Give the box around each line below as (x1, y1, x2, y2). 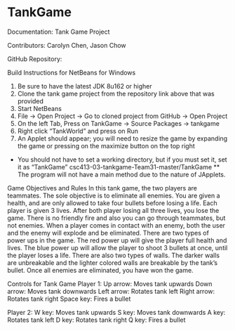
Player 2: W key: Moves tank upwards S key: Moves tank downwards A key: (7, 308, 226, 316)
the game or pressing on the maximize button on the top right (17, 141, 195, 150)
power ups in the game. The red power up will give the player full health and (7, 236, 227, 245)
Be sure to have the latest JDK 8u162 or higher (17, 82, 152, 90)
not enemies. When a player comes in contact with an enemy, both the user (7, 221, 226, 229)
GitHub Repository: (7, 54, 62, 63)
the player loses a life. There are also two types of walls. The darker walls (7, 251, 220, 259)
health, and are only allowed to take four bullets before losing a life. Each (7, 198, 217, 207)
